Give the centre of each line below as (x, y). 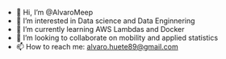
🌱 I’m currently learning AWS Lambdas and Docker (100, 29)
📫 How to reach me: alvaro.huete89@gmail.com (97, 47)
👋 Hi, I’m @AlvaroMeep (54, 12)
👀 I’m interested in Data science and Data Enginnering (105, 21)
